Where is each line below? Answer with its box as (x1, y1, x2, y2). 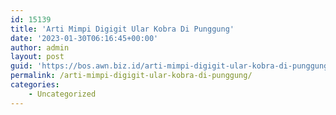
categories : (10, 80, 60, 90)
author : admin (10, 42, 70, 53)
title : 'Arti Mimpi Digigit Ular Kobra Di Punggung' (10, 24, 235, 34)
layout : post (10, 52, 65, 62)
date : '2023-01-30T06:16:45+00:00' (10, 33, 159, 43)
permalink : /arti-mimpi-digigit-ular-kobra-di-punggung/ (10, 71, 253, 81)
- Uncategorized (28, 89, 97, 99)
